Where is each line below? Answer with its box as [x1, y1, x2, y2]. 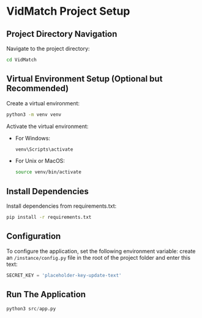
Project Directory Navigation [6, 29, 118, 39]
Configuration [6, 231, 61, 241]
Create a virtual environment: [6, 99, 80, 107]
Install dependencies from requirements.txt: [6, 202, 117, 210]
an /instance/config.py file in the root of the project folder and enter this [6, 254, 191, 261]
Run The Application [6, 289, 86, 300]
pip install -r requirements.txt [6, 214, 92, 221]
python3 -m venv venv [6, 112, 62, 118]
